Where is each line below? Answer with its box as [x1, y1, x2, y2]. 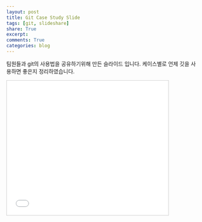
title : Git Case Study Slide [6, 15, 80, 21]
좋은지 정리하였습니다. [22, 67, 75, 75]
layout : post [6, 8, 40, 15]
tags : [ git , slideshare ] [6, 20, 69, 26]
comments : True [6, 37, 45, 43]
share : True [6, 25, 37, 32]
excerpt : [6, 32, 29, 38]
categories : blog [6, 43, 50, 49]
